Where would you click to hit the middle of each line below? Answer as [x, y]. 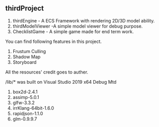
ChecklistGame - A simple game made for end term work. [73, 31]
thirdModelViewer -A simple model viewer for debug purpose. [77, 26]
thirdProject [25, 8]
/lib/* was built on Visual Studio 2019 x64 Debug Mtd [61, 82]
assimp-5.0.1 [26, 97]
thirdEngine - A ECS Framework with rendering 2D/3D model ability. [84, 20]
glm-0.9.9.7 [25, 119]
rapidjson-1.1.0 [28, 113]
